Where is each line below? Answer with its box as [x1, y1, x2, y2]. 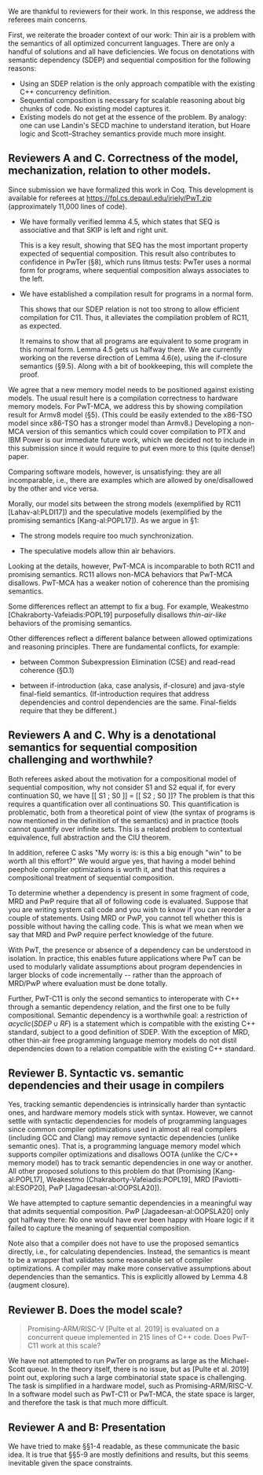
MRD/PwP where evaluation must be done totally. [8, 978, 168, 988]
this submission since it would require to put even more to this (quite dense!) [8, 443, 256, 453]
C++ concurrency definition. [19, 87, 111, 97]
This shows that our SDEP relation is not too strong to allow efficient [19, 304, 239, 314]
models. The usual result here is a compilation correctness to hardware [8, 393, 239, 403]
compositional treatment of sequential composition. [8, 873, 175, 882]
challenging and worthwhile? [8, 753, 154, 767]
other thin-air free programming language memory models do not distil [8, 1035, 237, 1045]
